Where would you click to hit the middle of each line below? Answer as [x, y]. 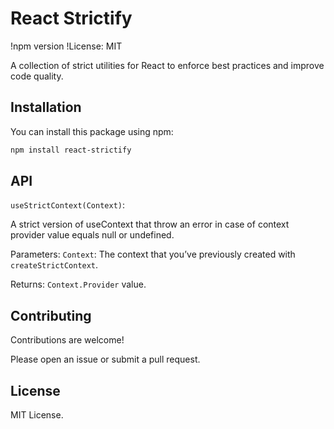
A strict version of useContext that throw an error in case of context [150, 224]
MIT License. [37, 415]
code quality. [37, 76]
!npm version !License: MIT [66, 46]
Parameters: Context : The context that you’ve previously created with [153, 254]
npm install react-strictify [71, 150]
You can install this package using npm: [92, 131]
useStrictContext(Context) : [68, 205]
